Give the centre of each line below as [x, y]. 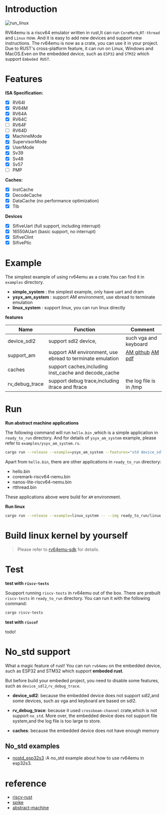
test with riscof [22, 622]
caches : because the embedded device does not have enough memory [86, 730]
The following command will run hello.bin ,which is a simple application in [82, 433]
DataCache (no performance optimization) [56, 200]
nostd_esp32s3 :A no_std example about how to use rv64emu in [78, 758]
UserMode [23, 147]
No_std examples [33, 746]
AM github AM [142, 353]
